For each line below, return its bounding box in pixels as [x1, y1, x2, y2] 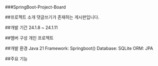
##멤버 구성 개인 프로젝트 [5, 35, 54, 41]
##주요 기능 [5, 56, 28, 62]
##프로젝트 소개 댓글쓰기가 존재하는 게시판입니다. [5, 14, 99, 20]
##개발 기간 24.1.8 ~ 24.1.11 [5, 24, 58, 30]
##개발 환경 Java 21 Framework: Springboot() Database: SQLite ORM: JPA [5, 45, 153, 51]
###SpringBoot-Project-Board [5, 4, 66, 10]
